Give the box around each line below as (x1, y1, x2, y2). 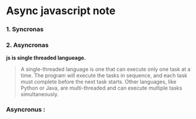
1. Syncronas (6, 25, 44, 34)
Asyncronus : (6, 105, 46, 114)
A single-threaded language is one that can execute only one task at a (20, 66, 191, 73)
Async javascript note (6, 4, 116, 18)
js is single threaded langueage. (6, 54, 87, 61)
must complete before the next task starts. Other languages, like (20, 78, 177, 85)
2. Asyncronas (6, 41, 49, 49)
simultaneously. (20, 91, 59, 98)
